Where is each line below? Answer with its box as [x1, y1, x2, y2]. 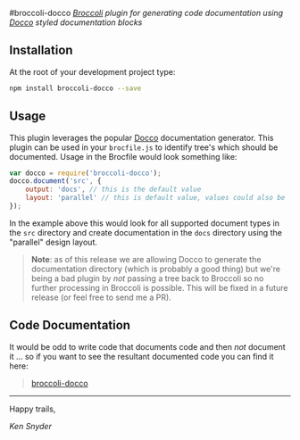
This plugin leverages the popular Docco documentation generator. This [9, 132, 274, 143]
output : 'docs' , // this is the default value [25, 185, 202, 195]
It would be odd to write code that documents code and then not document [9, 341, 286, 352]
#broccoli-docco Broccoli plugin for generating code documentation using [9, 8, 284, 18]
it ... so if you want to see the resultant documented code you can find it [9, 351, 274, 361]
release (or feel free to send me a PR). [30, 292, 171, 303]
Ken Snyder [9, 420, 52, 431]
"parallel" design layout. [9, 237, 98, 247]
